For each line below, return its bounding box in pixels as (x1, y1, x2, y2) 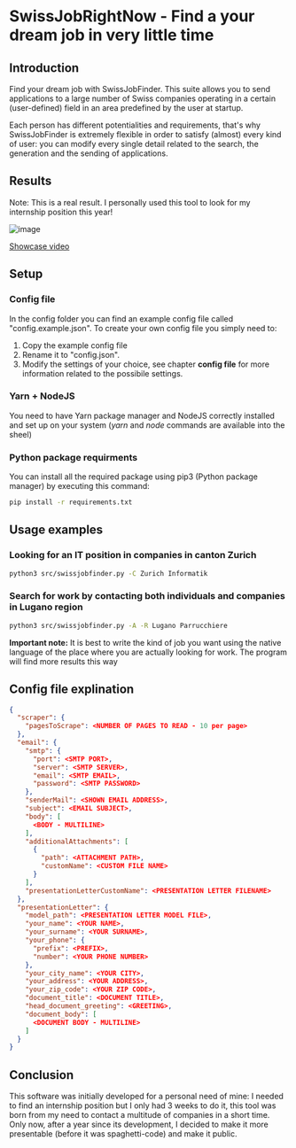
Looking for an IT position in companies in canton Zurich (9, 549, 257, 562)
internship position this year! (9, 206, 113, 217)
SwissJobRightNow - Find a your (9, 6, 255, 27)
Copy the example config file (21, 339, 129, 351)
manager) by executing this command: (9, 481, 151, 492)
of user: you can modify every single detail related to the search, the (9, 139, 259, 149)
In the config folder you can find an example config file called (9, 313, 234, 324)
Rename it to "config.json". (21, 349, 120, 360)
